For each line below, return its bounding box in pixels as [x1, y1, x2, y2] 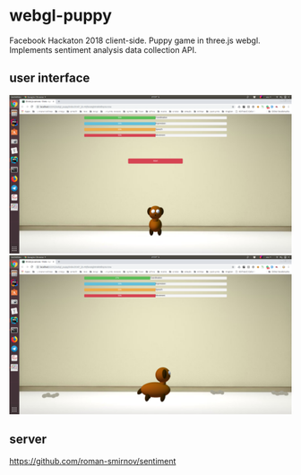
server [9, 432, 47, 447]
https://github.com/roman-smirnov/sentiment [9, 455, 176, 466]
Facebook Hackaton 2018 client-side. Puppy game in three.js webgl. [9, 35, 262, 46]
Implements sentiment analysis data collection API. [9, 44, 197, 55]
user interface [9, 71, 90, 86]
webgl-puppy [9, 5, 112, 26]
